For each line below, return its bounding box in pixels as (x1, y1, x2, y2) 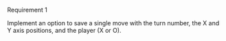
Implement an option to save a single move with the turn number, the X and (7, 19, 220, 27)
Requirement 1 (7, 6, 48, 14)
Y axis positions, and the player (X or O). (7, 27, 122, 34)
